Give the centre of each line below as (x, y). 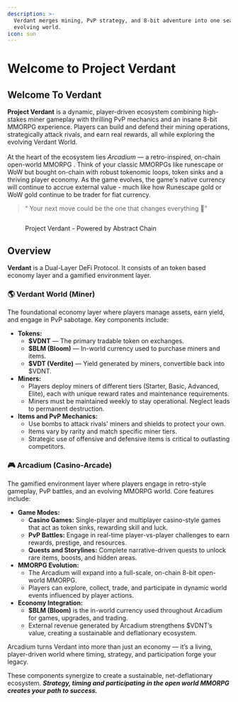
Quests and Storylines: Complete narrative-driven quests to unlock (127, 550)
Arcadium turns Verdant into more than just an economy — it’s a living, (110, 647)
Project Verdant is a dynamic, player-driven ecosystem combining (104, 112)
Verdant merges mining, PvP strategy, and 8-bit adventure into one (117, 21)
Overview (29, 251)
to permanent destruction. (66, 409)
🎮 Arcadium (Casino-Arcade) (59, 465)
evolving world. (38, 27)
